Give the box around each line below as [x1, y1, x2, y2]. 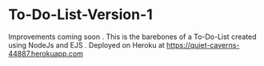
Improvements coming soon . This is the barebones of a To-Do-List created [8, 32, 258, 41]
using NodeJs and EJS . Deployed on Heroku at [8, 40, 166, 49]
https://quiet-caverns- [166, 40, 240, 49]
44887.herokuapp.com [8, 49, 84, 58]
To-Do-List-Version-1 [8, 6, 154, 24]
